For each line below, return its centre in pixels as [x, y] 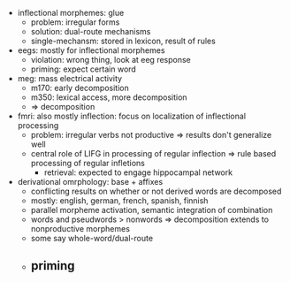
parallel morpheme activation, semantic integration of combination [152, 210]
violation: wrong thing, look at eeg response [111, 60]
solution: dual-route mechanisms [91, 31]
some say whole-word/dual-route [92, 238]
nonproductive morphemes [80, 229]
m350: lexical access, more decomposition [109, 97]
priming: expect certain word [84, 69]
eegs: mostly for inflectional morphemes [91, 50]
